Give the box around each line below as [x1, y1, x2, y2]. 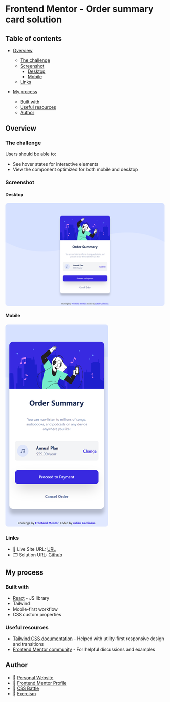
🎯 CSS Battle [12, 685, 39, 691]
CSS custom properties [12, 611, 62, 617]
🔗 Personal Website [12, 674, 54, 681]
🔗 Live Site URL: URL [12, 546, 56, 552]
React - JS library [12, 595, 50, 601]
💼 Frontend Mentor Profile [12, 680, 67, 686]
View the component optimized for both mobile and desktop [12, 166, 138, 172]
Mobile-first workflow [12, 605, 58, 612]
